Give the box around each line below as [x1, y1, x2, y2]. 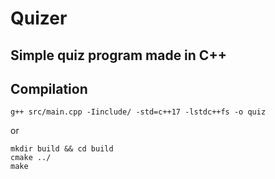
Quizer [10, 7, 68, 30]
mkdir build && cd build [10, 144, 114, 154]
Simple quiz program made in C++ [10, 47, 227, 64]
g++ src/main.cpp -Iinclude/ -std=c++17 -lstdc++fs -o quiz [10, 107, 267, 117]
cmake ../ [10, 153, 52, 163]
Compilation [10, 80, 88, 97]
